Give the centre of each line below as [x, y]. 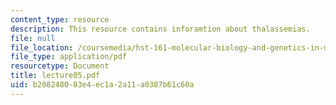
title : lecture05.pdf [55, 76]
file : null [33, 38]
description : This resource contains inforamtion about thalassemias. [160, 29]
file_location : [42, 47]
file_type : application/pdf [69, 57]
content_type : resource [60, 19]
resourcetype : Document [60, 66]
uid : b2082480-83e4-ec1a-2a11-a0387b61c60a [102, 85]
